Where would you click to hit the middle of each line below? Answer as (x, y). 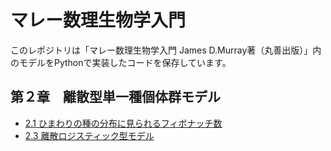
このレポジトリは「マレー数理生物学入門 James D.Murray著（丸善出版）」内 (166, 50)
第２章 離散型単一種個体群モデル (115, 97)
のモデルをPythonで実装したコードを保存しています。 (121, 62)
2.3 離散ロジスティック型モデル (89, 135)
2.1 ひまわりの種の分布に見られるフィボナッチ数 (123, 123)
